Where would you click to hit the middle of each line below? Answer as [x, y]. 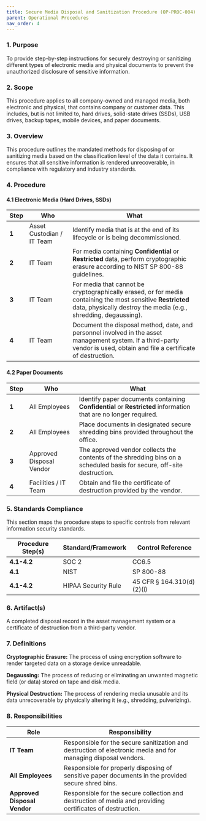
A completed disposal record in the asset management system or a [91, 621]
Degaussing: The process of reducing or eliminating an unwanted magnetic [102, 675]
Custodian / [46, 234]
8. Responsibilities [34, 716]
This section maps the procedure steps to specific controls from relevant [98, 522]
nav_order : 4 [23, 23]
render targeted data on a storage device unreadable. [74, 663]
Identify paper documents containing [132, 399]
